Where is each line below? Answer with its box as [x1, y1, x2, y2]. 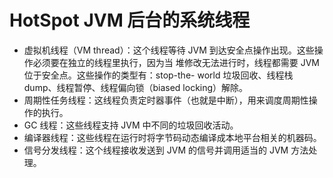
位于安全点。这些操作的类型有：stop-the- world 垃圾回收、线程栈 [23, 69, 294, 81]
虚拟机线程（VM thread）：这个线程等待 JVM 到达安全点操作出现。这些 [23, 44, 315, 56]
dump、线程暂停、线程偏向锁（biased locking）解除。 [23, 81, 249, 93]
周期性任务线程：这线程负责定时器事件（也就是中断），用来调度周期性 [23, 94, 309, 106]
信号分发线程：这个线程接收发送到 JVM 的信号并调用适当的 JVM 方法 [23, 144, 309, 156]
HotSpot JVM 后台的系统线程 [9, 9, 251, 32]
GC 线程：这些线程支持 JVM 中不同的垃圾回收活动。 [23, 119, 239, 131]
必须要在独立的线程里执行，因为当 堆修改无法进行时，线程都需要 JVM [32, 56, 320, 68]
